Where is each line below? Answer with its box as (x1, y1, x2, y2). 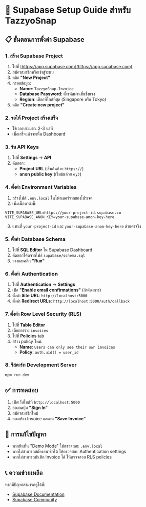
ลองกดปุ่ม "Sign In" (12, 405, 48, 410)
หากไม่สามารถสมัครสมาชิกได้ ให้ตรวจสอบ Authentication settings (12, 449, 126, 455)
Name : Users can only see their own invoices (19, 344, 116, 350)
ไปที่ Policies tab (12, 333, 44, 339)
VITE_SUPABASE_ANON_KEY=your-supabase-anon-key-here (5, 214, 115, 220)
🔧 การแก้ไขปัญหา (5, 430, 46, 438)
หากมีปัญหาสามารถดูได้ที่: (5, 482, 45, 487)
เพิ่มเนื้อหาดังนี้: (12, 201, 37, 206)
